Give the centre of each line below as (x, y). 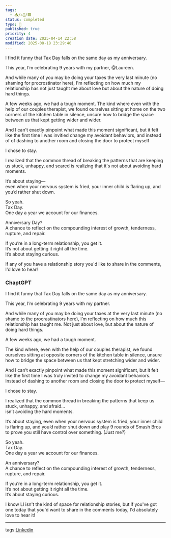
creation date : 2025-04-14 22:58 (41, 39)
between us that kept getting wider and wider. (53, 120)
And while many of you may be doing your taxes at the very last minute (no (84, 314)
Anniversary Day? (24, 222)
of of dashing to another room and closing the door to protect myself (77, 140)
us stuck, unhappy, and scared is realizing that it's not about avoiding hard (83, 166)
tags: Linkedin (19, 530)
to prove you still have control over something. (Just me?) (66, 432)
